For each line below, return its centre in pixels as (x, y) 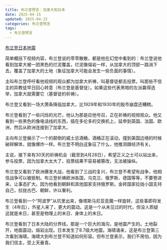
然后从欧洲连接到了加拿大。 (42, 127)
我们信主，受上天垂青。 (29, 243)
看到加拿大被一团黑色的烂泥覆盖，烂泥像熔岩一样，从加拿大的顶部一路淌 (79, 64)
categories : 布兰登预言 (28, 24)
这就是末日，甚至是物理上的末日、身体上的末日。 (55, 213)
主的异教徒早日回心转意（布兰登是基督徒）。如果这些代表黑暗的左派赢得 (78, 87)
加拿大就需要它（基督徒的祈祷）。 (47, 94)
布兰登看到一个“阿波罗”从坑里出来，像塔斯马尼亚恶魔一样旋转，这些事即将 (81, 201)
